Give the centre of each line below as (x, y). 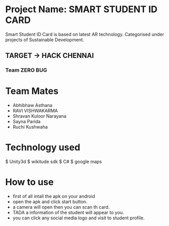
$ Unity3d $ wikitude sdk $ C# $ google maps (54, 162)
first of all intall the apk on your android (54, 196)
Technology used (43, 147)
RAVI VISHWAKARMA (35, 111)
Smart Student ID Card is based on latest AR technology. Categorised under (85, 34)
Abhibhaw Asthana (32, 105)
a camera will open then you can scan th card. (61, 207)
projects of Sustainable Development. (45, 40)
